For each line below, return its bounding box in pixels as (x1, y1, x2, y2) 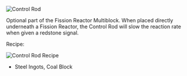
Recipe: (6, 41, 25, 47)
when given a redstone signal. (6, 29, 79, 36)
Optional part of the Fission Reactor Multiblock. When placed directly (6, 17, 173, 23)
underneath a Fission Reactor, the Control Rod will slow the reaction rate (6, 23, 181, 30)
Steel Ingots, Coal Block (14, 63, 73, 70)
